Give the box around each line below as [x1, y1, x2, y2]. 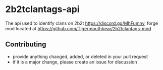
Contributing [5, 40, 46, 49]
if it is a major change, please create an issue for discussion [12, 59, 137, 65]
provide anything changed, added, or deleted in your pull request [12, 53, 148, 59]
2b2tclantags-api [5, 4, 80, 15]
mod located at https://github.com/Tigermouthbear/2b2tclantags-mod [5, 25, 151, 31]
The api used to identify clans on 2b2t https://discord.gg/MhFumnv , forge [5, 20, 158, 26]
